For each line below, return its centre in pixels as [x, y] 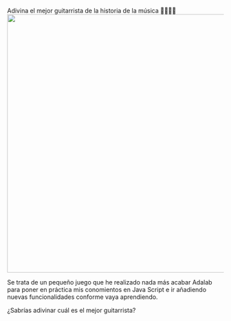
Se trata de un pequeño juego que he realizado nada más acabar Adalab [110, 282]
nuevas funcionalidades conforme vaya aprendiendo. [82, 297]
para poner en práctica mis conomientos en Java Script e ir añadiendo [107, 290]
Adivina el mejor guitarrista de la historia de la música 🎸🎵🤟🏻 [92, 11]
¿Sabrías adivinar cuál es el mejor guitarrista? [71, 310]
